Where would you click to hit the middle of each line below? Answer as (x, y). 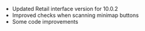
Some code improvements (45, 22)
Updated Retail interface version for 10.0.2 (65, 9)
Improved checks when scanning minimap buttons (75, 15)
